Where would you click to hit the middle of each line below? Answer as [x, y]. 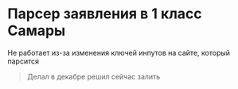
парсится [23, 61]
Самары [37, 31]
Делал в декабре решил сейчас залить [94, 76]
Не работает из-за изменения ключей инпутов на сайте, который [119, 52]
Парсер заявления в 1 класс [105, 14]
